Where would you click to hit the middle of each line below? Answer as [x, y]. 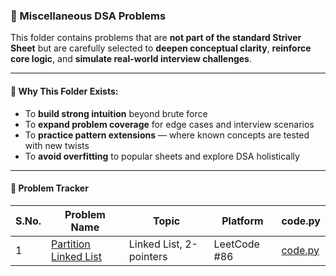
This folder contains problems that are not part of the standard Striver [156, 38]
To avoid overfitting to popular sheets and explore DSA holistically [162, 156]
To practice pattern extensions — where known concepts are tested [167, 135]
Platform [242, 221]
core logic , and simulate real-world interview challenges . [131, 59]
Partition [71, 244]
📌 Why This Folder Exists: [64, 91]
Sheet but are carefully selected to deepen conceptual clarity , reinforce [161, 48]
